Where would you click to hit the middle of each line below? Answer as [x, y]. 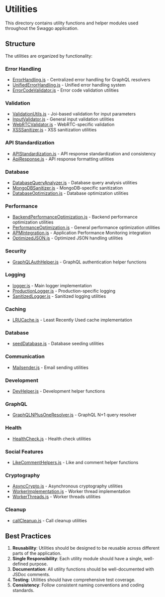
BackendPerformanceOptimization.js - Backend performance [75, 217]
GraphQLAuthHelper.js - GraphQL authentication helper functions [79, 262]
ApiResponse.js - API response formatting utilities [63, 159]
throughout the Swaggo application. [42, 28]
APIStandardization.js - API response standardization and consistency [84, 153]
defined [20, 564]
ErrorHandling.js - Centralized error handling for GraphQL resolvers [81, 80]
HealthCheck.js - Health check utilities [51, 439]
